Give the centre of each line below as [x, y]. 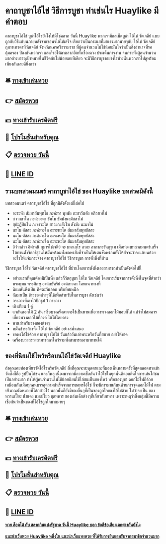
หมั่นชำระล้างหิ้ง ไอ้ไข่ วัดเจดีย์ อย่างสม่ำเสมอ [48, 329]
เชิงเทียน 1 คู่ [23, 306]
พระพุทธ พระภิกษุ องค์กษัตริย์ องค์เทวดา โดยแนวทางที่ [56, 284]
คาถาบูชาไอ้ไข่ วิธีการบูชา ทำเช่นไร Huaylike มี [82, 11]
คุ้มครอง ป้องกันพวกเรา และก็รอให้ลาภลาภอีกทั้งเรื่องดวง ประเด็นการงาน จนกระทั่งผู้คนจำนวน [81, 52]
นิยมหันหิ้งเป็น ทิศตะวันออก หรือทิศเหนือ [45, 289]
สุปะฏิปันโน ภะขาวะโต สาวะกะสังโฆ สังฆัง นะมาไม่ [53, 224]
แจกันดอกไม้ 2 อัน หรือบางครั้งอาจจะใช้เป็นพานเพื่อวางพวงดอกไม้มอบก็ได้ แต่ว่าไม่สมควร [85, 312]
